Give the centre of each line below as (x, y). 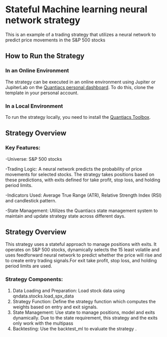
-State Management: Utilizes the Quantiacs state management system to (82, 210)
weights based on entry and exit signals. (55, 307)
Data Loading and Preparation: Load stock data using (69, 290)
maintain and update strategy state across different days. (65, 216)
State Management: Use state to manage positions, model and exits (84, 312)
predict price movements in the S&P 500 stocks (55, 40)
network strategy (43, 20)
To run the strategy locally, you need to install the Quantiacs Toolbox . (78, 117)
